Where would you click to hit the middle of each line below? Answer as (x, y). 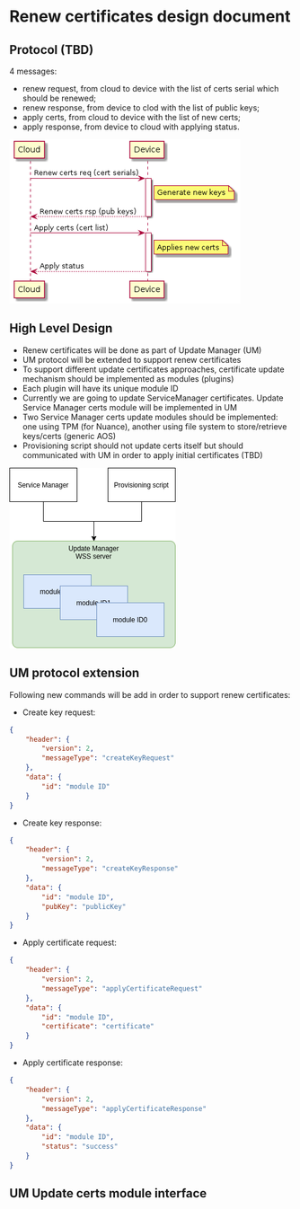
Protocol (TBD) (52, 50)
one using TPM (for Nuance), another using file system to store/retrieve (154, 426)
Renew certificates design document (150, 17)
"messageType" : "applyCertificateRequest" (122, 988)
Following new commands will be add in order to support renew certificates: (150, 694)
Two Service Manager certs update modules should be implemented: (150, 417)
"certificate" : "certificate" (98, 1027)
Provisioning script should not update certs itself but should (133, 446)
